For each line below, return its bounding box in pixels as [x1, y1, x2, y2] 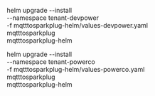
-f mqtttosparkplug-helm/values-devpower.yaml [6, 21, 149, 29]
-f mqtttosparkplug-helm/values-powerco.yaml [6, 65, 145, 73]
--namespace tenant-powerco [6, 58, 95, 66]
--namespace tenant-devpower [6, 14, 99, 22]
